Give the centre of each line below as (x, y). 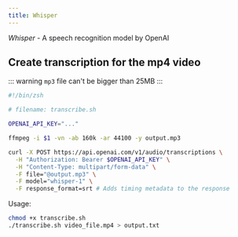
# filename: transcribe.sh (52, 110)
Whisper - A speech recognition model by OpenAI (89, 38)
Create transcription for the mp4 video (104, 62)
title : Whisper (33, 15)
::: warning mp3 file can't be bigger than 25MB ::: (86, 81)
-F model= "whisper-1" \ (54, 181)
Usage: (20, 204)
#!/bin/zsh (26, 96)
